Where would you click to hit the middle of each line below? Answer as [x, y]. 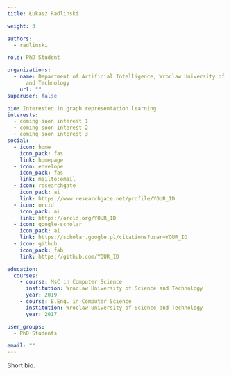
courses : [26, 276]
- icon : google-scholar [48, 225]
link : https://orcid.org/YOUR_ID [68, 218]
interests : [23, 115]
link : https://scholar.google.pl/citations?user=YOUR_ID [104, 237]
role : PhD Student [34, 58]
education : [23, 269]
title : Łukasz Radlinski [43, 14]
